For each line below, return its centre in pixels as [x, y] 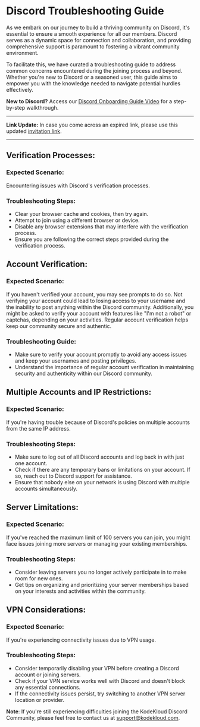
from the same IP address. [39, 428]
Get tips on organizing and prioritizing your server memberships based [101, 584]
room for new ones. [39, 578]
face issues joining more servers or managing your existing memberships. [97, 543]
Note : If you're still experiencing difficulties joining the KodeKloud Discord [97, 711]
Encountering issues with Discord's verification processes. [78, 185]
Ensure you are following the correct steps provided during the [92, 239]
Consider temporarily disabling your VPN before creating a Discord [97, 668]
